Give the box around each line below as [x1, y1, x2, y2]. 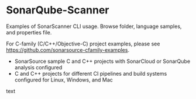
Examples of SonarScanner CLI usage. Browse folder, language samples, [6, 23, 182, 30]
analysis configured [14, 63, 63, 70]
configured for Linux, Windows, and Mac [14, 76, 113, 83]
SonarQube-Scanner [6, 3, 109, 17]
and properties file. [6, 29, 52, 36]
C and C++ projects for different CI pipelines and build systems [14, 70, 167, 77]
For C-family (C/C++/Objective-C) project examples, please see [6, 40, 160, 47]
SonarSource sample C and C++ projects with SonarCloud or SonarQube [14, 58, 191, 65]
